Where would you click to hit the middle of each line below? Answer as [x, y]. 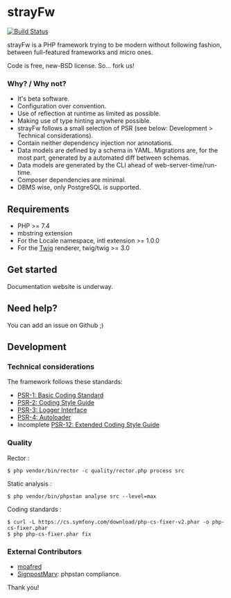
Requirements [38, 209]
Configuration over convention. [62, 106]
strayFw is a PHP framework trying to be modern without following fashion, [114, 44]
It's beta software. [43, 99]
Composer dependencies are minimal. [71, 180]
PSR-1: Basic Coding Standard [60, 395]
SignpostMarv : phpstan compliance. [69, 574]
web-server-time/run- [186, 165]
